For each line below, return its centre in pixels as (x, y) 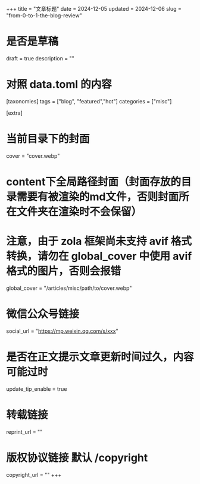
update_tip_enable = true (37, 389)
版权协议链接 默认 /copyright (77, 457)
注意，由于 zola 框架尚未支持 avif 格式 (99, 241)
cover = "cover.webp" (33, 156)
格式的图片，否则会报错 (64, 271)
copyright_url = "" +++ (34, 474)
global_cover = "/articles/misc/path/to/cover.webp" (69, 288)
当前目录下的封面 (48, 139)
